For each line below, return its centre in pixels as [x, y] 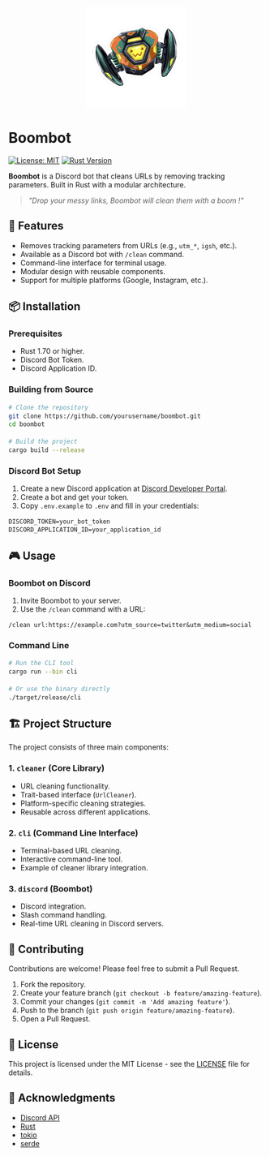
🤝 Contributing [46, 949]
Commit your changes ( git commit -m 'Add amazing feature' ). [125, 1002]
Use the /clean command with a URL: [83, 609]
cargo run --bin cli [43, 672]
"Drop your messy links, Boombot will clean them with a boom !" [136, 200]
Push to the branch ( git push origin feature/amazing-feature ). [127, 1010]
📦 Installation [45, 307]
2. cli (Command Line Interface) [74, 832]
